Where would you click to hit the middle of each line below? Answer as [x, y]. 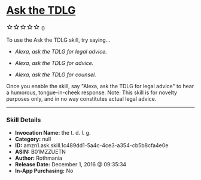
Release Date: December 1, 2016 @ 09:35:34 [71, 165]
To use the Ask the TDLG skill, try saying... [58, 40]
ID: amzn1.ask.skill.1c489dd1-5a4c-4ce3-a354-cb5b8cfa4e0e [92, 145]
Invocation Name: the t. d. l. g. [53, 133]
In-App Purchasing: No [44, 171]
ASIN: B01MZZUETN [40, 152]
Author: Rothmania [39, 158]
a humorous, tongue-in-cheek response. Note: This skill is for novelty [92, 92]
